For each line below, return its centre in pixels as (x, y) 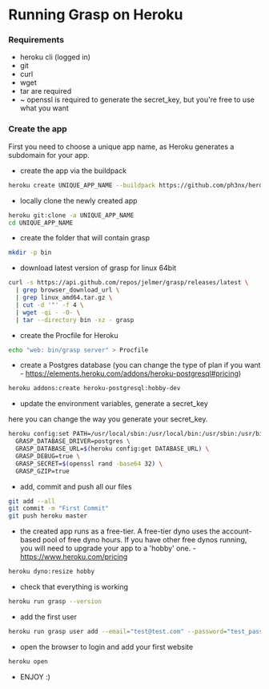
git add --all (32, 501)
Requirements (36, 40)
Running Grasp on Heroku (96, 15)
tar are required (46, 91)
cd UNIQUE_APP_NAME (41, 223)
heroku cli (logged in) (55, 57)
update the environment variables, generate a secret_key (114, 404)
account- (237, 531)
